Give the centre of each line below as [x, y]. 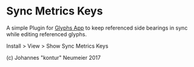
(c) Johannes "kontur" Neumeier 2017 [54, 57]
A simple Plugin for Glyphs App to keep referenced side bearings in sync [97, 28]
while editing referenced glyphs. [46, 34]
